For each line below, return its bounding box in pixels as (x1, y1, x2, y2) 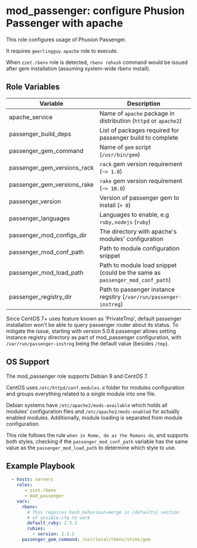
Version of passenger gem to (99, 194, 180, 202)
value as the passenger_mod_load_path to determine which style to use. (6, 444, 176, 451)
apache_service (9, 113, 53, 121)
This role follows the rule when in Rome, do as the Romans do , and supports (6, 431, 189, 438)
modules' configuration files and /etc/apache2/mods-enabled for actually (6, 408, 180, 415)
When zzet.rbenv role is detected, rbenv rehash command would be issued (6, 59, 188, 66)
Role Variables (6, 82, 60, 92)
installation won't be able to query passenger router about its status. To (6, 321, 179, 328)
